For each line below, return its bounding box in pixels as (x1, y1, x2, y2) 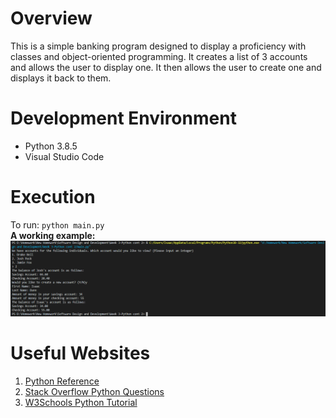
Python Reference (24, 375, 100, 387)
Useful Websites (10, 342, 151, 365)
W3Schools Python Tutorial (24, 396, 138, 408)
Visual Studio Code (24, 150, 105, 162)
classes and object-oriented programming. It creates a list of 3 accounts (10, 50, 308, 62)
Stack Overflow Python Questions (24, 385, 165, 397)
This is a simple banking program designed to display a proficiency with (10, 40, 307, 52)
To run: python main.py (10, 218, 105, 231)
